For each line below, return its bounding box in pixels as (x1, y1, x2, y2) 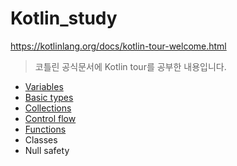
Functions (24, 123, 67, 135)
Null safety (24, 144, 70, 156)
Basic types (24, 91, 74, 103)
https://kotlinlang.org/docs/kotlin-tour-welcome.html (10, 40, 227, 52)
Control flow (24, 112, 77, 124)
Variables (24, 80, 64, 92)
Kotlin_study (10, 7, 118, 30)
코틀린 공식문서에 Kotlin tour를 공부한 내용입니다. (34, 60, 227, 72)
